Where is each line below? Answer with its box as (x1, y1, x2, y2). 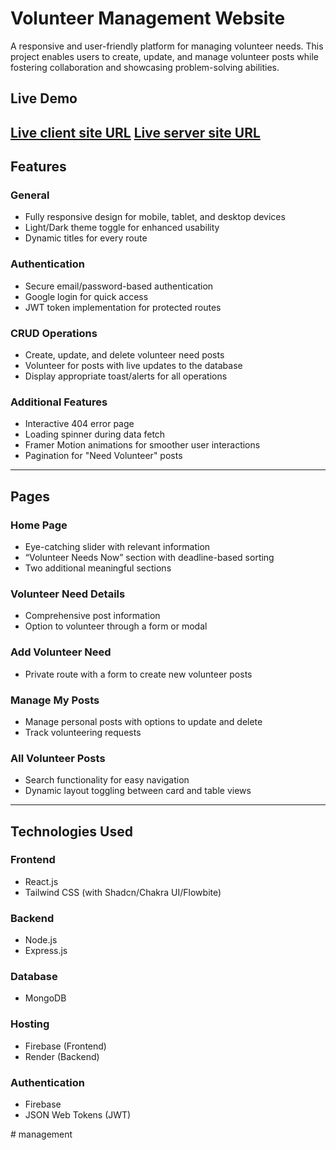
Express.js (24, 945, 68, 957)
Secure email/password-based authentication (24, 280, 214, 292)
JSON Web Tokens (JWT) (24, 1109, 132, 1121)
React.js (24, 875, 59, 887)
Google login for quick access (24, 290, 149, 302)
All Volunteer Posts (10, 751, 106, 765)
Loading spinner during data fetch (24, 428, 166, 441)
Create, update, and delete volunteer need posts (24, 349, 225, 361)
